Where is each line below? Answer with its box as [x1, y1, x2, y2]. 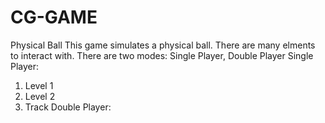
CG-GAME [10, 6, 98, 29]
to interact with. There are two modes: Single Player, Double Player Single [10, 49, 314, 61]
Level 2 [24, 90, 56, 102]
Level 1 [24, 79, 54, 91]
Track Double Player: [24, 101, 112, 113]
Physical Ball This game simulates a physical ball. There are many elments [10, 39, 316, 51]
